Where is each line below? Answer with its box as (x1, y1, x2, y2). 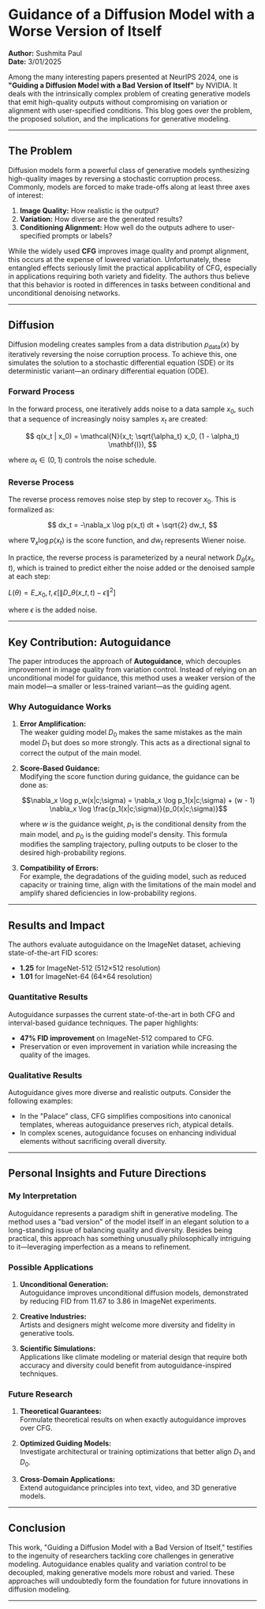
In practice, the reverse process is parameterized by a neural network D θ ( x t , (8, 553, 256, 564)
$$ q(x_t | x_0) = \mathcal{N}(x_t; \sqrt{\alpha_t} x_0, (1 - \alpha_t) (25, 432, 240, 441)
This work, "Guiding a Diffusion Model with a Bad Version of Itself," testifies (8, 1542, 253, 1552)
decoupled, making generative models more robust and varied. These (8, 1567, 235, 1577)
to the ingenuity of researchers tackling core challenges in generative (8, 1551, 234, 1560)
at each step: (8, 571, 51, 581)
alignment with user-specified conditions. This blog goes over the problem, (8, 105, 252, 115)
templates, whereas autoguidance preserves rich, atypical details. (19, 1120, 234, 1129)
